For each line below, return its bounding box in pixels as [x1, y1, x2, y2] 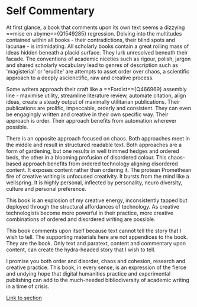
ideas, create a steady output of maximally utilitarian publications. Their [6, 98, 180, 105]
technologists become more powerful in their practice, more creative [6, 209, 173, 216]
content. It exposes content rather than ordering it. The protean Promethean [6, 166, 192, 173]
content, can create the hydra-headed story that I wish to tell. [6, 246, 156, 253]
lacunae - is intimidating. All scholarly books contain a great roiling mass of [6, 43, 189, 50]
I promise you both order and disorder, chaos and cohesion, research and [6, 257, 186, 264]
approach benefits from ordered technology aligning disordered [22, 160, 179, 167]
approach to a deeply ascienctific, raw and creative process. [6, 74, 154, 81]
